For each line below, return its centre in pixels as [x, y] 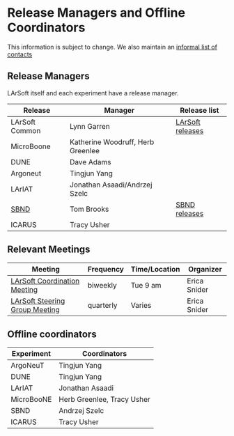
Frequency [106, 269]
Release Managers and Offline [96, 13]
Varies [141, 305]
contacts [20, 54]
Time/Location [155, 269]
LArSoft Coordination [45, 281]
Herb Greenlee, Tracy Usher [105, 400]
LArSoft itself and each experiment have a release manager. [93, 93]
